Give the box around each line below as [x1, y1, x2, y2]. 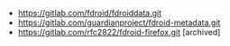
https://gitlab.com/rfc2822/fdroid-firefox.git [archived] [17, 27, 221, 37]
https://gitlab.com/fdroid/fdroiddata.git [17, 8, 162, 18]
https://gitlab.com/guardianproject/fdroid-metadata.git [17, 17, 221, 28]
